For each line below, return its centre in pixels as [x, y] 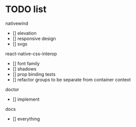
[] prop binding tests [34, 74]
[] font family [26, 63]
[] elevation [24, 33]
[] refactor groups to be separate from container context [72, 79]
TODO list [26, 9]
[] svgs [20, 44]
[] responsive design [34, 38]
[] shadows [24, 69]
